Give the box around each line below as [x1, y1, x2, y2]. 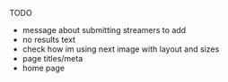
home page [22, 62, 66, 73]
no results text [22, 35, 76, 45]
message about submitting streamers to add [22, 25, 187, 35]
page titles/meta [22, 53, 83, 63]
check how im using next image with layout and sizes [22, 44, 220, 54]
